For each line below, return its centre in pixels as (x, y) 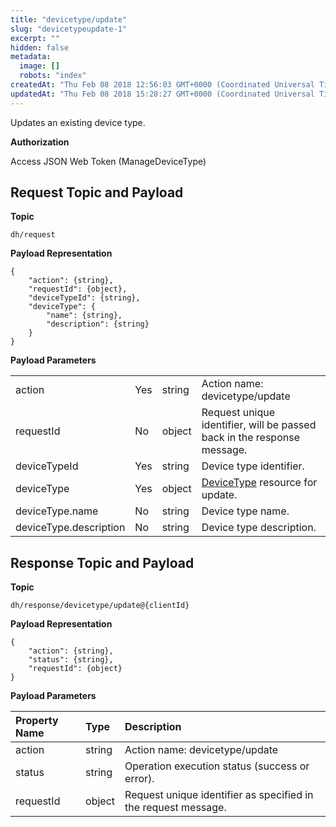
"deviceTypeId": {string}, (84, 298)
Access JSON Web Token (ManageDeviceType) (108, 161)
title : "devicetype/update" (69, 19)
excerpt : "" (35, 38)
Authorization (40, 142)
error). (139, 779)
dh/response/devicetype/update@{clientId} (100, 606)
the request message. (175, 808)
